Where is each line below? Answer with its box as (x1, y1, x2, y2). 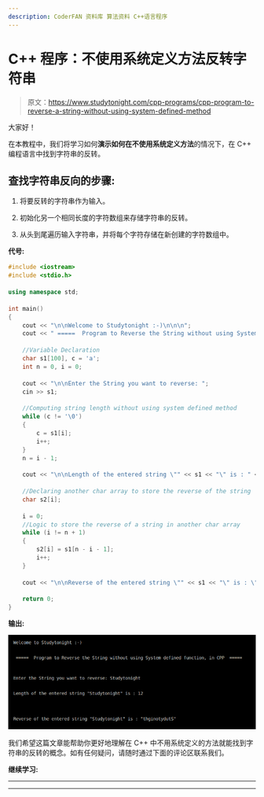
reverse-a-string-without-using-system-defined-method (27, 106, 211, 116)
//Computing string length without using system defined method (22, 404, 237, 412)
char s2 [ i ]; (22, 496, 61, 504)
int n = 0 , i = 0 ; (22, 363, 82, 371)
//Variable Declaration (22, 346, 101, 354)
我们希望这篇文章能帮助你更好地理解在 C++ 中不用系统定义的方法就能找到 (8, 738, 247, 747)
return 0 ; (22, 595, 55, 603)
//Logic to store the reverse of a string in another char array (22, 520, 241, 529)
